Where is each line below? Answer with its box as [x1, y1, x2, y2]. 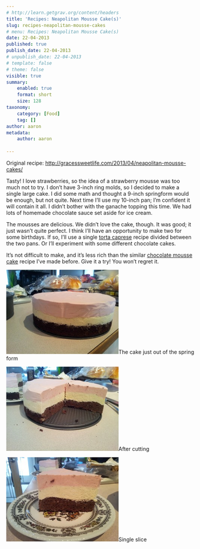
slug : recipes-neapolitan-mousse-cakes [6, 22, 106, 28]
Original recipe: [6, 159, 44, 166]
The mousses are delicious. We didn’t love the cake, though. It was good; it [6, 221, 192, 228]
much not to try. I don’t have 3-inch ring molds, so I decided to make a [6, 184, 180, 191]
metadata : [6, 129, 31, 136]
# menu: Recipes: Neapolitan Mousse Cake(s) [6, 29, 119, 35]
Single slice [119, 536, 147, 543]
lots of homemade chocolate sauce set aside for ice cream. [6, 210, 153, 216]
